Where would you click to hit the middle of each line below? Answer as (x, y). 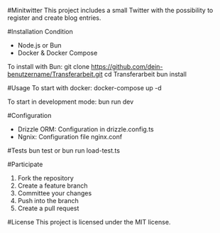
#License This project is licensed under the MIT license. (89, 222)
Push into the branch (48, 201)
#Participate (25, 164)
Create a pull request (48, 208)
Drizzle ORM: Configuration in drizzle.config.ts (86, 129)
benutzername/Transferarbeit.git (55, 74)
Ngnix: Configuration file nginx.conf (70, 137)
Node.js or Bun (39, 45)
